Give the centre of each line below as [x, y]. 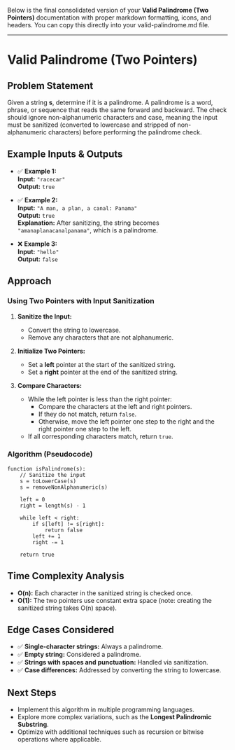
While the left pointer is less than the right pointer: [100, 399]
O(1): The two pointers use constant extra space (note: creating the [114, 600]
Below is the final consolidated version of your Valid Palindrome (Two [108, 10]
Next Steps [32, 693]
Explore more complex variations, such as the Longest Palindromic [114, 717]
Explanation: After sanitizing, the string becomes [88, 223]
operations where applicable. [59, 739]
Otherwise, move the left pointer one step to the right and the [126, 421]
